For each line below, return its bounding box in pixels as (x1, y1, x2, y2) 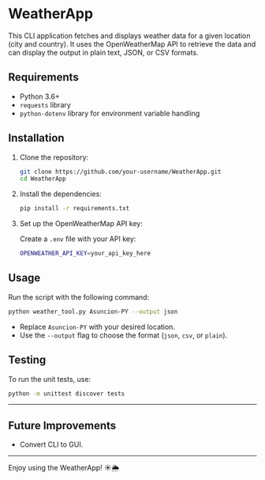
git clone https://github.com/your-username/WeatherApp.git (19, 168, 222, 176)
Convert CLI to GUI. (19, 440, 84, 449)
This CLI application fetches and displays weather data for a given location (8, 31, 251, 40)
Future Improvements (8, 418, 117, 432)
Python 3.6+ (19, 92, 61, 101)
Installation (8, 131, 65, 145)
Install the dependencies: (19, 189, 103, 198)
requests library (19, 100, 71, 109)
